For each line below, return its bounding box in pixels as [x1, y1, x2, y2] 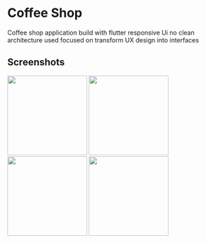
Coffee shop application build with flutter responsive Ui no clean [7, 28, 195, 37]
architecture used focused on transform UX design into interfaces [7, 35, 200, 44]
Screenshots [7, 57, 65, 69]
